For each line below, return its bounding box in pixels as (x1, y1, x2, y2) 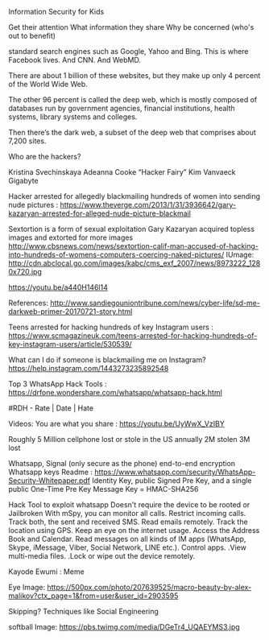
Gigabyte (8, 176, 39, 185)
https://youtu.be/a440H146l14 (8, 283, 109, 292)
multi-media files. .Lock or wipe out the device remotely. (8, 551, 196, 560)
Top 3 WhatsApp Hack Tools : (8, 379, 107, 389)
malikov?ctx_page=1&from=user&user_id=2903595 (8, 591, 179, 601)
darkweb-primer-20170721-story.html (8, 307, 133, 316)
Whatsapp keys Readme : (8, 467, 93, 477)
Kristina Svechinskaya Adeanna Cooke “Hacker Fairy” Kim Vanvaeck (8, 167, 236, 176)
